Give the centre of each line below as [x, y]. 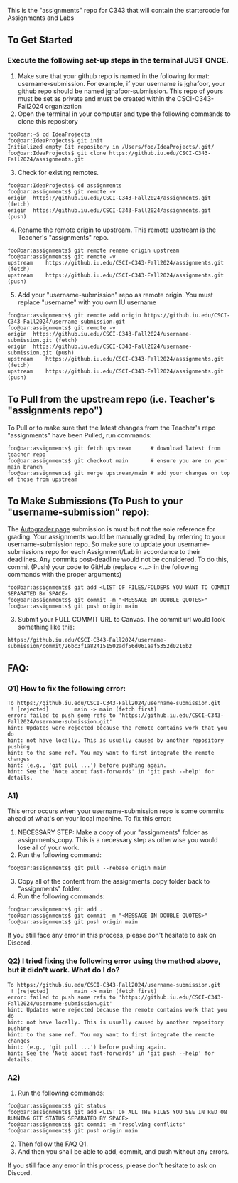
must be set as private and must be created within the [97, 98]
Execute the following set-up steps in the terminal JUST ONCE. [118, 60]
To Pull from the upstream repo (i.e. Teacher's [111, 399]
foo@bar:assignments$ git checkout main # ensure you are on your [117, 461]
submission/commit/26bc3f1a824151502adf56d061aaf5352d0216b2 [100, 647]
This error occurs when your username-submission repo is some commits [116, 811]
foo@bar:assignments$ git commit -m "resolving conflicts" [97, 1124]
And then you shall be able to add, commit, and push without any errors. [123, 1151]
